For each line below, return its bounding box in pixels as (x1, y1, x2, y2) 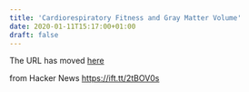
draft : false (9, 30, 59, 39)
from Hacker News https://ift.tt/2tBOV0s (9, 73, 160, 84)
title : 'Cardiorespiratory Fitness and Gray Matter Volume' (9, 13, 243, 23)
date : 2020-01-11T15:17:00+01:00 (9, 22, 136, 31)
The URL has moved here (9, 56, 105, 66)
